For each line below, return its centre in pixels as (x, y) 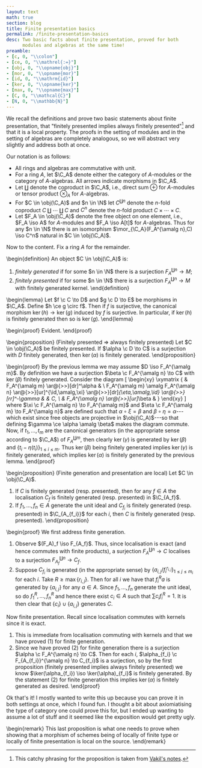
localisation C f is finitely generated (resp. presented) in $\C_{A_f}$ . (98, 498)
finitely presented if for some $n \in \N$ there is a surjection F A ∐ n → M (103, 281)
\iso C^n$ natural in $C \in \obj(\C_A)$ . (63, 236)
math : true (20, 17)
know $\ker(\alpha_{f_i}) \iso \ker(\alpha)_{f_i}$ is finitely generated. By (103, 673)
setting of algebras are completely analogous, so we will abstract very (93, 138)
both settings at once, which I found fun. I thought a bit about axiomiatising (99, 704)
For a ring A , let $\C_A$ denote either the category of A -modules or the (103, 174)
